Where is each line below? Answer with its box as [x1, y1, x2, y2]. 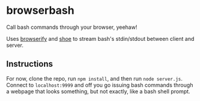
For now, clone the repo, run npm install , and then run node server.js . [6, 75, 183, 82]
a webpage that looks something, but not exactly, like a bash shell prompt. [6, 88, 191, 95]
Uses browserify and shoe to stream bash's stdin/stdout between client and [6, 35, 195, 42]
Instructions [6, 59, 53, 69]
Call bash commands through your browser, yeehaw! [6, 23, 137, 31]
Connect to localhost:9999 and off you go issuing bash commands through [6, 81, 193, 88]
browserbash [6, 4, 75, 17]
